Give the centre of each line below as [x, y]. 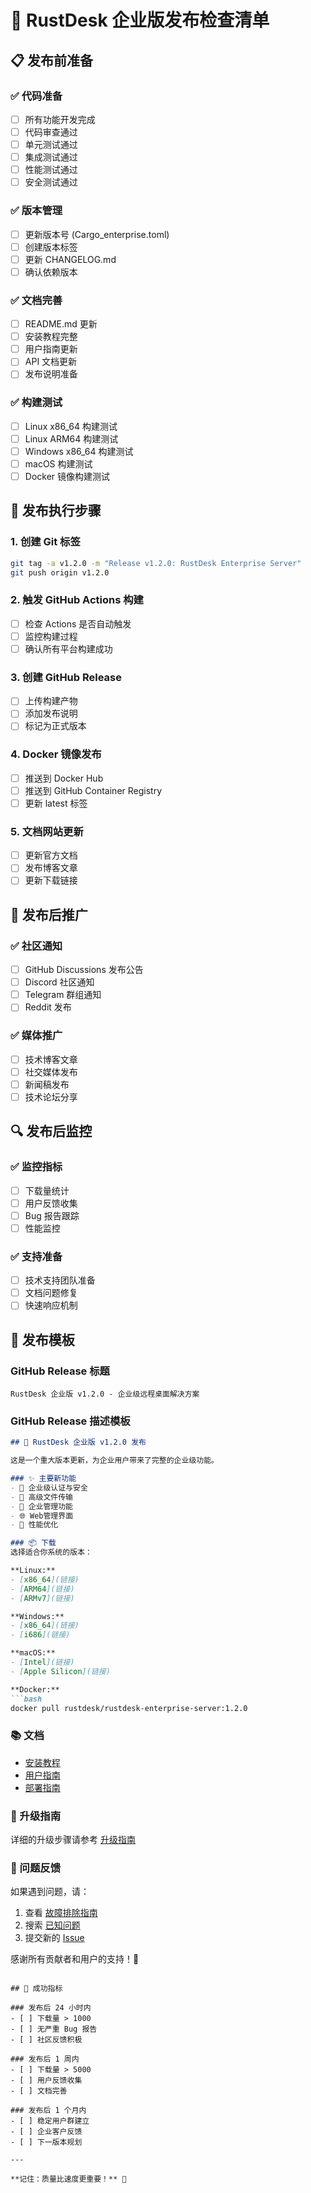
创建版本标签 [51, 247]
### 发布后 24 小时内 [51, 2008]
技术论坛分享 [51, 1097]
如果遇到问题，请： [50, 1892]
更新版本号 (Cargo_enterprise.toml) [97, 234]
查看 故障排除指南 [61, 1913]
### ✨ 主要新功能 [43, 1479]
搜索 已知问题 [52, 1925]
